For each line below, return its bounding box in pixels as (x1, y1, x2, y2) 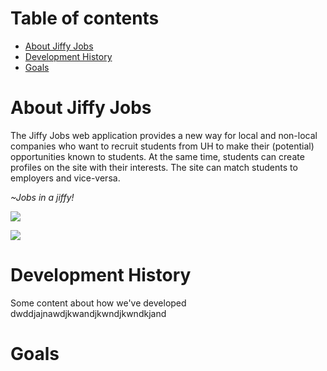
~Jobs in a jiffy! (10, 191, 75, 203)
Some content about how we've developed (10, 297, 187, 309)
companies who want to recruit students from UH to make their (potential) (10, 140, 315, 152)
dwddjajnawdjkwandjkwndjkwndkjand (10, 307, 167, 319)
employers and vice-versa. (10, 172, 121, 184)
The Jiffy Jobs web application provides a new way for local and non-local (10, 129, 318, 141)
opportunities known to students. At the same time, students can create (10, 150, 305, 162)
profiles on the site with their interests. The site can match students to (10, 161, 298, 173)
